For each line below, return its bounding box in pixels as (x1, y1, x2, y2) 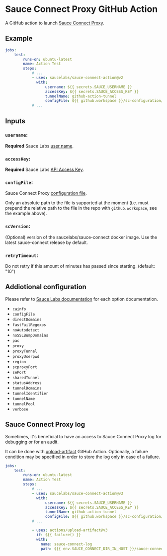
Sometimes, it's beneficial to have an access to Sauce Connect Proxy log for (5, 433, 162, 439)
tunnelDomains (12, 386, 42, 391)
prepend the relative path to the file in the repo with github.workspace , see (5, 205, 158, 211)
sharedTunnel (12, 375, 40, 380)
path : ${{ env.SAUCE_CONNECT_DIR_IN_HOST (40, 546, 128, 551)
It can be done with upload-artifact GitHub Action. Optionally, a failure (5, 448, 148, 454)
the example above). (5, 210, 47, 217)
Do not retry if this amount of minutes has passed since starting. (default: (5, 263, 155, 269)
